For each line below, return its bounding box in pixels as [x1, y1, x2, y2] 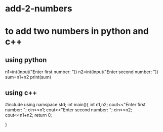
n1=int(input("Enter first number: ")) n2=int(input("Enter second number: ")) [5, 69, 159, 75]
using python [5, 55, 47, 64]
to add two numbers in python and [5, 26, 149, 37]
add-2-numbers [5, 3, 73, 14]
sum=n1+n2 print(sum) [5, 74, 51, 80]
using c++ [5, 88, 37, 97]
